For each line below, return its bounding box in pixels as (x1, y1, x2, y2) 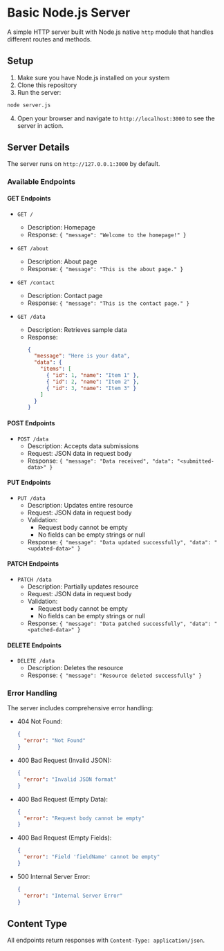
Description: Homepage (27, 223, 95, 231)
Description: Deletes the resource (27, 664, 124, 672)
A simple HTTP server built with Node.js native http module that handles (7, 28, 214, 36)
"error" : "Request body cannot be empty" (24, 815, 145, 822)
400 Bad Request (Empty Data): (17, 795, 109, 803)
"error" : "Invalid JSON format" (24, 776, 117, 783)
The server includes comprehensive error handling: (7, 704, 153, 712)
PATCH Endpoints (7, 560, 59, 568)
